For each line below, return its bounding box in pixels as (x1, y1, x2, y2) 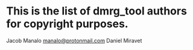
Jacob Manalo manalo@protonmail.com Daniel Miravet (6, 37, 142, 44)
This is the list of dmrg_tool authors (6, 4, 187, 18)
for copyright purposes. (6, 17, 128, 31)
